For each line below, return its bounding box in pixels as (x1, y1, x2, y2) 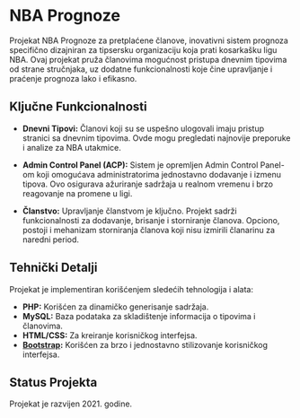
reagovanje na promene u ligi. (22, 187, 133, 198)
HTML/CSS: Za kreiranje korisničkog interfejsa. (22, 329, 198, 341)
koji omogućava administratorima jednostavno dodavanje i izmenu (36, 169, 281, 179)
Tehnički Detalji (9, 260, 98, 275)
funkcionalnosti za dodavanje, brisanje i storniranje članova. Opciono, (22, 214, 280, 225)
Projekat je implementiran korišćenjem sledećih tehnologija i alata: (9, 283, 254, 294)
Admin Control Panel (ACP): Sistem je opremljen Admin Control (22, 159, 259, 170)
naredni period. (22, 234, 79, 245)
